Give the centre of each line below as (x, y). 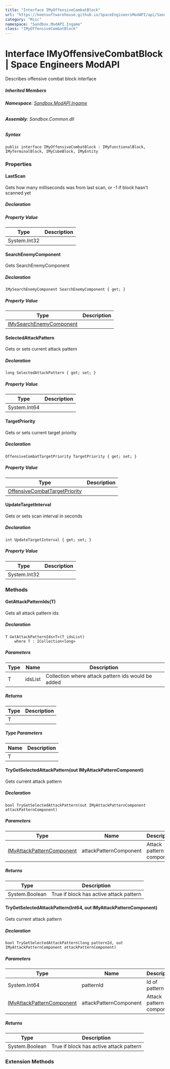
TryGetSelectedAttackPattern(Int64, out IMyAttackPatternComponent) (81, 908)
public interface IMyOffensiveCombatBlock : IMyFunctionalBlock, (75, 147)
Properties (18, 164)
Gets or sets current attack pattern (41, 349)
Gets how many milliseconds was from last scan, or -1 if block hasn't (77, 187)
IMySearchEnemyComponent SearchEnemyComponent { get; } (65, 290)
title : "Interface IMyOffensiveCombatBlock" (53, 10)
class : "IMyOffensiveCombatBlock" (42, 29)
